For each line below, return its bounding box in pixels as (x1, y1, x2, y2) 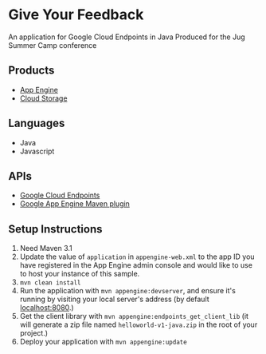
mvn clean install (19, 279, 81, 287)
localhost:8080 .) (19, 303, 74, 312)
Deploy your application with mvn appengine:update (19, 337, 187, 347)
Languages (8, 117, 65, 130)
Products (8, 64, 55, 78)
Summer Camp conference (8, 40, 97, 50)
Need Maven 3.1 (19, 244, 73, 253)
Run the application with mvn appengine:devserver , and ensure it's (19, 286, 237, 296)
